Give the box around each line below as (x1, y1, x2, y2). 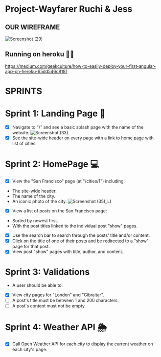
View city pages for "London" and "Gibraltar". (12, 292, 104, 298)
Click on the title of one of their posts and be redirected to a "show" (12, 238, 149, 244)
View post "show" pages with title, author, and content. (12, 249, 124, 255)
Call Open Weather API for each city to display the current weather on (12, 341, 153, 347)
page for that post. (12, 244, 50, 250)
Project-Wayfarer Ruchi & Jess (5, 3, 133, 15)
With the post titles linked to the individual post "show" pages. (12, 223, 138, 229)
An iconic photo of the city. (12, 199, 67, 204)
